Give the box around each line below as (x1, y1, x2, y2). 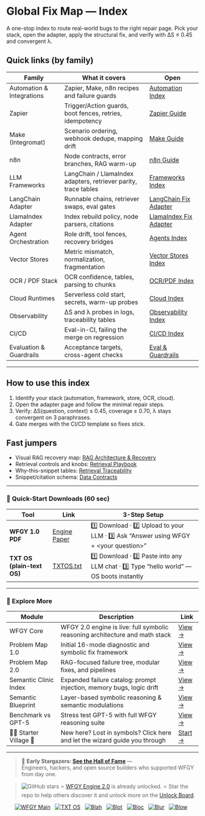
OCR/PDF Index (149, 276, 194, 285)
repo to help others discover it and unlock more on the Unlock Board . (21, 791, 195, 799)
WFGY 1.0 (9, 527, 40, 536)
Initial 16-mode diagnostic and (60, 640, 149, 649)
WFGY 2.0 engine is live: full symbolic (60, 623, 169, 631)
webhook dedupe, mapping (64, 134, 143, 143)
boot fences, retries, (64, 109, 122, 117)
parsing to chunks (64, 280, 116, 289)
